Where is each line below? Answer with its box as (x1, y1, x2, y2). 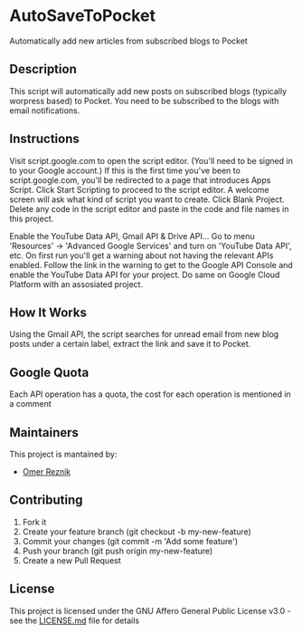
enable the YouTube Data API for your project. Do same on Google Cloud (9, 269, 280, 280)
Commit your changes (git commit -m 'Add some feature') (22, 535, 238, 546)
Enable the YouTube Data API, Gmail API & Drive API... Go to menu (9, 230, 255, 241)
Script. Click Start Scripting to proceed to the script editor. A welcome (9, 184, 269, 195)
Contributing (9, 493, 83, 508)
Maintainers (9, 425, 80, 440)
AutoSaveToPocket (9, 5, 156, 26)
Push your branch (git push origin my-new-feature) (22, 545, 213, 556)
